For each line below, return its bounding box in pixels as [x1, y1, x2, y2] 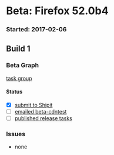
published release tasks [14, 115, 72, 122]
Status [6, 88, 23, 95]
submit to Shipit [14, 102, 53, 108]
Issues [6, 130, 26, 138]
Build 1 [6, 43, 31, 54]
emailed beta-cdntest [14, 108, 67, 115]
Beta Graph [6, 61, 39, 69]
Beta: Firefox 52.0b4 [6, 4, 109, 18]
